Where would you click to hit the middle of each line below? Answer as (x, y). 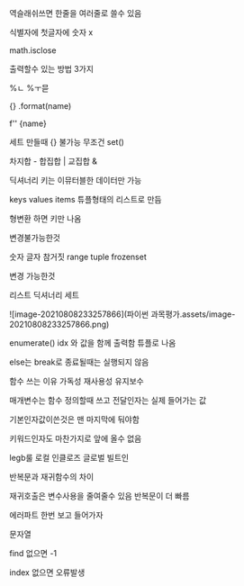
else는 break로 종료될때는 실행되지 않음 (79, 362)
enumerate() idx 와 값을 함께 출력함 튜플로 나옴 (93, 343)
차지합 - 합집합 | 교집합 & (53, 161)
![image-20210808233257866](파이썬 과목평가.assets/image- (122, 314)
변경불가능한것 (35, 238)
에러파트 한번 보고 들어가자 (56, 515)
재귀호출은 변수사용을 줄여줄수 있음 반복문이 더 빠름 (99, 496)
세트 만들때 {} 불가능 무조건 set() (67, 142)
